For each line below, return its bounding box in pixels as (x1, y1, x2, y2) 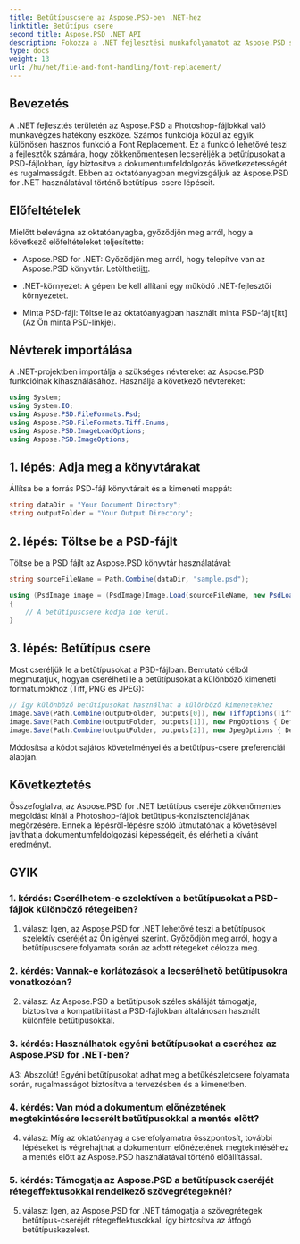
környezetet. (21, 290, 69, 301)
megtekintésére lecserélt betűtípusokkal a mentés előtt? (9, 1112, 260, 1124)
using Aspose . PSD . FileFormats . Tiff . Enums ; (9, 418, 170, 427)
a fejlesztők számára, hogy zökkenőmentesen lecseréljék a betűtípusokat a (9, 149, 286, 159)
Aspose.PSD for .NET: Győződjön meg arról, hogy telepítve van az (21, 253, 266, 264)
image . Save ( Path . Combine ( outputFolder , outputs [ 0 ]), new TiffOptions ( (9, 709, 278, 718)
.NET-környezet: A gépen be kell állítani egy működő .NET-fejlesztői (21, 280, 272, 291)
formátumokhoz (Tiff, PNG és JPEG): (9, 684, 145, 694)
